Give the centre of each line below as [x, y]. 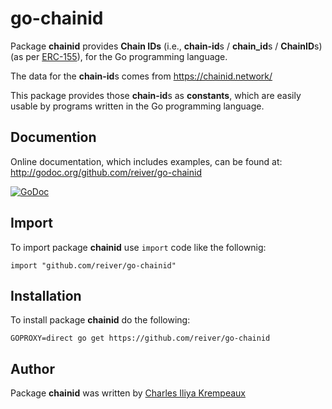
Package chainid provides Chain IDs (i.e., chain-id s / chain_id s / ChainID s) [166, 46]
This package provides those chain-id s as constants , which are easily [156, 95]
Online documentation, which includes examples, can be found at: [146, 161]
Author [32, 368]
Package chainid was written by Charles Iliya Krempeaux [128, 393]
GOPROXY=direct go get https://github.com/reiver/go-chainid [140, 338]
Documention [53, 137]
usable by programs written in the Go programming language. [137, 106]
